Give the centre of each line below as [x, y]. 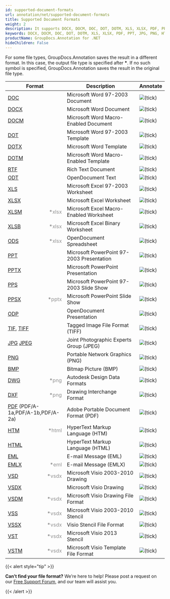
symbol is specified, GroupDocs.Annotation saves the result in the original [82, 68]
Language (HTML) [89, 448]
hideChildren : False [27, 43]
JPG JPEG [20, 343]
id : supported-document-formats [39, 10]
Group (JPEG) [83, 346]
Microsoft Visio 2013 [92, 533]
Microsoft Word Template [97, 146]
